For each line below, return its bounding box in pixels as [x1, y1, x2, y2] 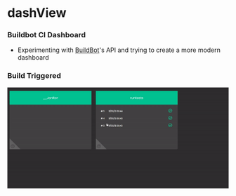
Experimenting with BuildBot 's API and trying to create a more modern [17, 46, 221, 54]
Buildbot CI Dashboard [7, 30, 86, 40]
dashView [7, 5, 67, 21]
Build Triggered [7, 71, 61, 81]
